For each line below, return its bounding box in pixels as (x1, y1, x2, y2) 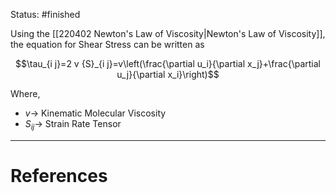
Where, (10, 88, 41, 99)
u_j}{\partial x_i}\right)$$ (116, 69, 220, 80)
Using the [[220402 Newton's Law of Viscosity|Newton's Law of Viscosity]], (10, 28, 326, 39)
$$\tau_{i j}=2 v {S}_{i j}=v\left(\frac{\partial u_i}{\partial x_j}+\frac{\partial (15, 58, 321, 69)
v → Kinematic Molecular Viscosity (24, 107, 167, 119)
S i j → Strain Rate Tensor (24, 118, 122, 132)
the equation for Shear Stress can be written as (10, 39, 205, 50)
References (10, 164, 108, 187)
